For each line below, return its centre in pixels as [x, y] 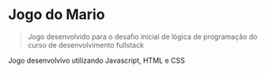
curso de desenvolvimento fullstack [86, 44]
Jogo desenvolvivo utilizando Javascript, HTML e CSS [97, 60]
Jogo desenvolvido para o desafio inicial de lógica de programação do [142, 36]
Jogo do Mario [57, 15]
